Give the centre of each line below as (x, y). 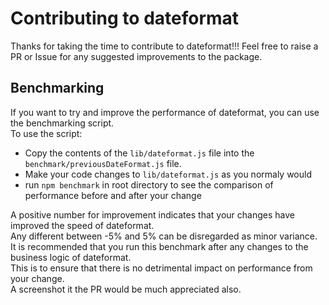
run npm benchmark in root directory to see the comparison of (149, 184)
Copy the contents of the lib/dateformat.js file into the (139, 153)
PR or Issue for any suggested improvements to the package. (136, 56)
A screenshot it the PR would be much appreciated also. (126, 289)
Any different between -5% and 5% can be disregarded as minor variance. (164, 236)
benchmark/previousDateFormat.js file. (103, 163)
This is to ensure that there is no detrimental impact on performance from (161, 268)
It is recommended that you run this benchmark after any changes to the (159, 246)
